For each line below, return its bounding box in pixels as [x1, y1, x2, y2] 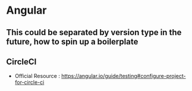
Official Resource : [14, 73, 61, 80]
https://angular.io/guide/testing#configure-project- [61, 73, 186, 80]
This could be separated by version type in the [6, 27, 182, 37]
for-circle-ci [14, 79, 45, 86]
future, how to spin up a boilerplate [6, 36, 139, 46]
